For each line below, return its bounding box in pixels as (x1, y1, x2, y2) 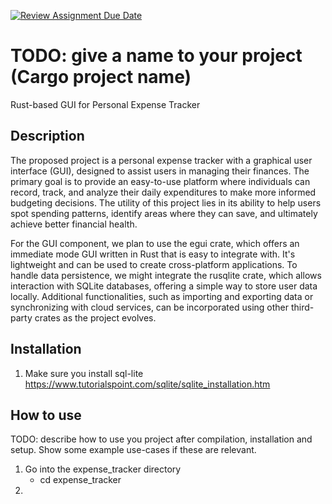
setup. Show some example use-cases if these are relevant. (10, 444, 257, 456)
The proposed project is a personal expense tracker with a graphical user (10, 154, 313, 166)
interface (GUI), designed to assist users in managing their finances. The (10, 165, 310, 177)
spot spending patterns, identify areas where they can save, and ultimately (10, 207, 318, 219)
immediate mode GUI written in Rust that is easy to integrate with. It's (10, 248, 296, 260)
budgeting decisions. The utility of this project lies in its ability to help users (10, 196, 322, 209)
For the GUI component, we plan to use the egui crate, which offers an (10, 237, 300, 249)
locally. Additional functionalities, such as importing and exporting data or (10, 290, 314, 302)
